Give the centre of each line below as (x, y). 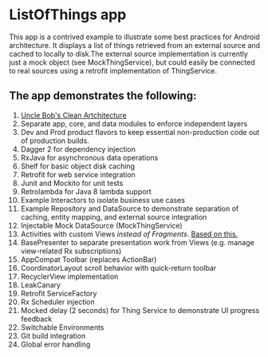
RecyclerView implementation (69, 276)
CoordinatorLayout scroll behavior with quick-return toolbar (118, 268)
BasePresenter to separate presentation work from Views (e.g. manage (137, 242)
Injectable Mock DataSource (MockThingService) (101, 225)
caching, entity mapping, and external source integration (114, 216)
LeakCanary (41, 284)
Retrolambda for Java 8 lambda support (86, 191)
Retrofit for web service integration (78, 174)
